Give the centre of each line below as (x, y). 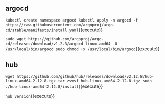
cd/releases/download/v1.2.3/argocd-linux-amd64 (58, 44)
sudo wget (16, 39)
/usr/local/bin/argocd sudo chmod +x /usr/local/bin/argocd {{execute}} (82, 49)
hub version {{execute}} (30, 96)
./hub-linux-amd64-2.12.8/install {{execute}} (54, 86)
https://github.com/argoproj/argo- (66, 39)
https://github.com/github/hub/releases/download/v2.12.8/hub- (85, 76)
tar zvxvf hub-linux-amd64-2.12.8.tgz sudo (105, 81)
